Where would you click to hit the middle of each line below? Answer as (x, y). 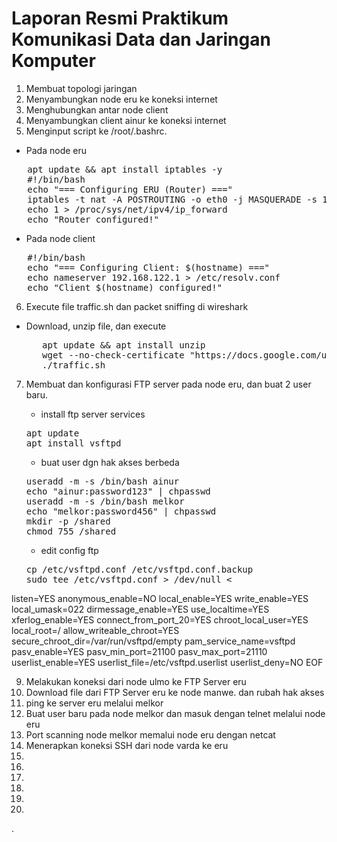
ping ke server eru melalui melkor (94, 703)
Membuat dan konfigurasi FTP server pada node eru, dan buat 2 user (168, 384)
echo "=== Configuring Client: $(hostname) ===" (149, 267)
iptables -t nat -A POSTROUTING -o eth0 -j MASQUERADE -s (172, 199)
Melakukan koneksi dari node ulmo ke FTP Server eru (136, 681)
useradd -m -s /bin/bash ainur (102, 481)
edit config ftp (69, 550)
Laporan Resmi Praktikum (120, 18)
